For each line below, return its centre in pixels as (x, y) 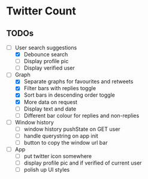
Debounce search (46, 55)
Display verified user (49, 68)
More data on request (51, 102)
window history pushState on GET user (72, 129)
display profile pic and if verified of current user (83, 163)
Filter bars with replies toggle (60, 88)
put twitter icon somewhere (58, 156)
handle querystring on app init (61, 136)
